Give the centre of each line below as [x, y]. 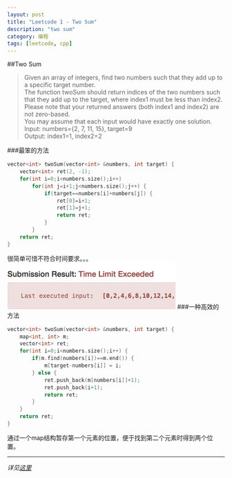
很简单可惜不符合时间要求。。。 [49, 258]
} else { [45, 372]
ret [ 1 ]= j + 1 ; [74, 208]
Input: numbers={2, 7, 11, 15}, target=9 [78, 129]
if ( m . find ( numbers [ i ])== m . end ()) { [83, 359]
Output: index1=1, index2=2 [63, 136]
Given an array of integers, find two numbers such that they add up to [123, 78]
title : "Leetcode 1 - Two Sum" [52, 22]
